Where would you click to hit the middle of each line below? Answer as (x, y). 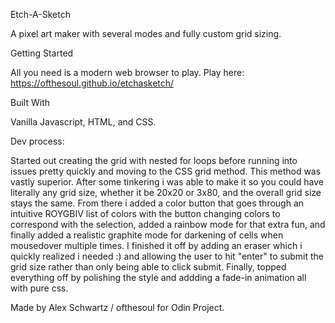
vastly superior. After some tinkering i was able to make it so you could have (167, 182)
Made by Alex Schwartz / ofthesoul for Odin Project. (117, 307)
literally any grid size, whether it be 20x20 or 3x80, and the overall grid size (166, 192)
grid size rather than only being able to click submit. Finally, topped (148, 267)
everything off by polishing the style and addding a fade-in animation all (158, 277)
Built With (30, 102)
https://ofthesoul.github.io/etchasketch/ (92, 83)
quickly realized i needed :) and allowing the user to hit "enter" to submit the (167, 256)
